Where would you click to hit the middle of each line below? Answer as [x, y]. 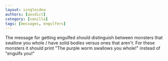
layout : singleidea [25, 10]
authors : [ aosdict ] [25, 14]
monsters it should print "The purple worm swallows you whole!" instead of [83, 48]
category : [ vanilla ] [27, 19]
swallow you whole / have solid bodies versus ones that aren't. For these [80, 43]
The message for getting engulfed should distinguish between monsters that [84, 38]
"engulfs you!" [20, 54]
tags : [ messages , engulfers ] [35, 24]
